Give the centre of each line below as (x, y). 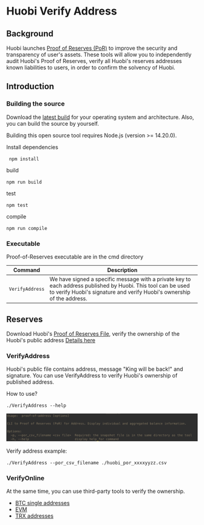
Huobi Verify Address (62, 11)
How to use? (22, 394)
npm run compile (27, 228)
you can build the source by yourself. (53, 123)
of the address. (68, 298)
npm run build (24, 182)
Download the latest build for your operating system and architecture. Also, (100, 117)
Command (27, 270)
